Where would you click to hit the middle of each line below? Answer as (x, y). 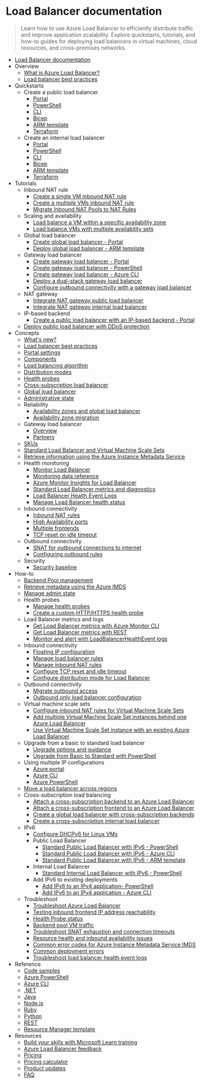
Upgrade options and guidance (72, 749)
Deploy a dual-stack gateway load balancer (87, 280)
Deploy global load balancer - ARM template (89, 248)
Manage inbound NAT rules (67, 664)
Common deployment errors (68, 951)
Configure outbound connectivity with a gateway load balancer (112, 287)
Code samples (42, 970)
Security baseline (55, 567)
